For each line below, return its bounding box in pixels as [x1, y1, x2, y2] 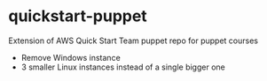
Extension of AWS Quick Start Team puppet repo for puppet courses [8, 35, 259, 46]
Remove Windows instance [20, 52, 121, 63]
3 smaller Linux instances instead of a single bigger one [20, 62, 225, 72]
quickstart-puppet [8, 6, 147, 26]
